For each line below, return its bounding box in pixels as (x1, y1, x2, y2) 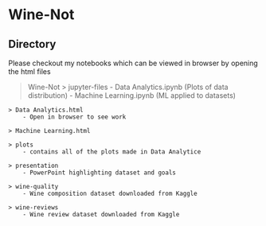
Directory (8, 37, 57, 51)
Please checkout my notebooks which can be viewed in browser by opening (8, 58, 259, 68)
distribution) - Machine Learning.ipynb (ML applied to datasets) (27, 91, 237, 100)
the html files (8, 67, 51, 76)
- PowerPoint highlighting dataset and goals (22, 169, 177, 177)
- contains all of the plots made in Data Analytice (22, 148, 201, 156)
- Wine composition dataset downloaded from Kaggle (22, 189, 198, 197)
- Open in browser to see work (22, 113, 127, 121)
